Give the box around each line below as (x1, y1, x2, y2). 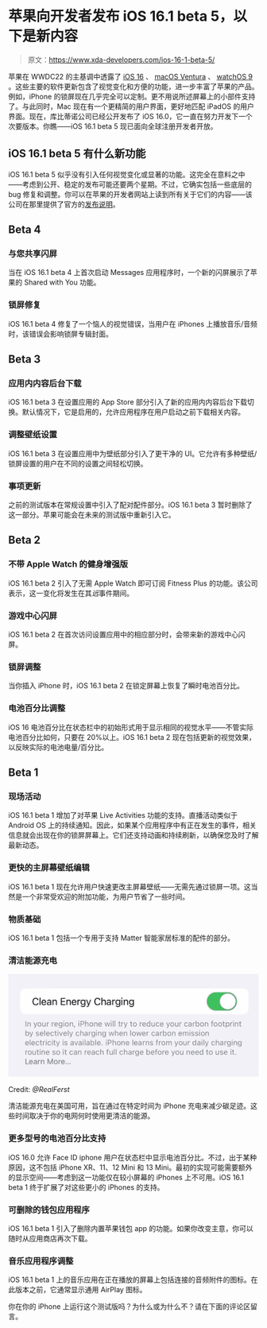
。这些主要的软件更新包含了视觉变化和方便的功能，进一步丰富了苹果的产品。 (8, 81, 259, 91)
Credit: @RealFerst (8, 1085, 70, 1094)
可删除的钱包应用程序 (8, 1204, 90, 1215)
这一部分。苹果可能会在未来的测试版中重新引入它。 (8, 510, 176, 520)
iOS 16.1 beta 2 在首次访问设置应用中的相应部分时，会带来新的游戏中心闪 (8, 629, 246, 639)
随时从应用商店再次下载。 (8, 1233, 92, 1243)
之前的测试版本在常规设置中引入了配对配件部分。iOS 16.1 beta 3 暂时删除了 (8, 500, 253, 509)
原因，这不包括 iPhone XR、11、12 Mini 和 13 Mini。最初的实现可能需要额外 (8, 1162, 253, 1172)
